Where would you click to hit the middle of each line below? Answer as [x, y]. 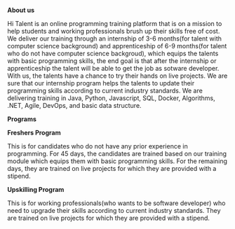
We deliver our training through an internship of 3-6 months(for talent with [115, 39]
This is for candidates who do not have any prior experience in [98, 146]
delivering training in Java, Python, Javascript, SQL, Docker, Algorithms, [111, 98]
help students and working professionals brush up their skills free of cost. [114, 31]
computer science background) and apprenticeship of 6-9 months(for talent [117, 46]
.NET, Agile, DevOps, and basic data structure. [74, 105]
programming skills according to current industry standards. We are [105, 91]
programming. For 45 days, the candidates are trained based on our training [117, 154]
